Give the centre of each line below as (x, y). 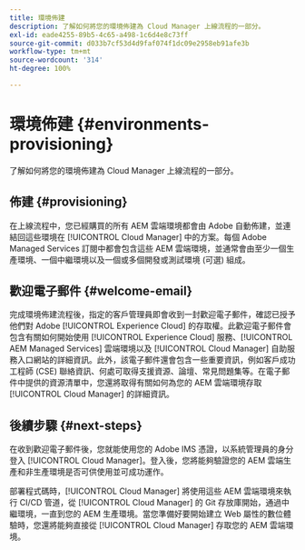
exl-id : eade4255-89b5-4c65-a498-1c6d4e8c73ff (99, 35)
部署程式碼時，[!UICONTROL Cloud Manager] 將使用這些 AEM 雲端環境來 (147, 491)
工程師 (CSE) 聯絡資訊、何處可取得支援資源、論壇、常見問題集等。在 (138, 371)
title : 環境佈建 (37, 18)
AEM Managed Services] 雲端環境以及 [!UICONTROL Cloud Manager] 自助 (148, 349)
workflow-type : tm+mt (50, 52)
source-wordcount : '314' (56, 60)
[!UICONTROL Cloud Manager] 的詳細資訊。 (92, 394)
